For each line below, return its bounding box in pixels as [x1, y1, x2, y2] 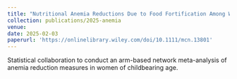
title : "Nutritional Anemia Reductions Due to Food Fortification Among [7, 10, 226, 18]
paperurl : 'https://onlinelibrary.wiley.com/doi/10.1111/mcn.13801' [7, 37, 213, 44]
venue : [7, 23, 27, 30]
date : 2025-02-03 [7, 30, 59, 37]
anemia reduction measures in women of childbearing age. [7, 63, 178, 72]
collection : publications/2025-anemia [7, 17, 121, 24]
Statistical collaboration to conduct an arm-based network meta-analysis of [7, 56, 227, 64]
